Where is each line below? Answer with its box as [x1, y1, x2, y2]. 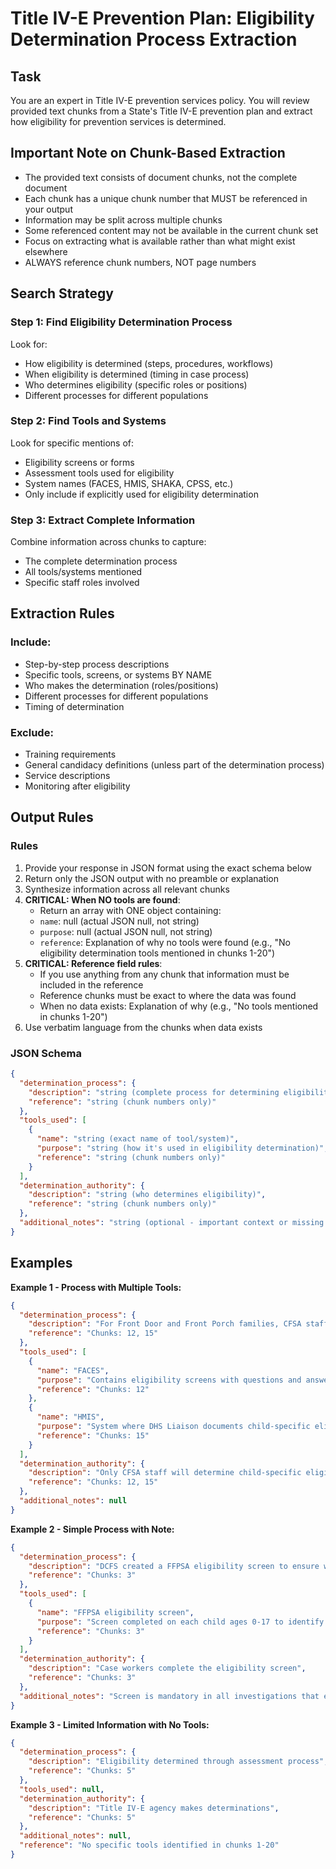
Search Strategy [10, 285, 114, 302]
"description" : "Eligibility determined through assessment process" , [28, 1757, 329, 1767]
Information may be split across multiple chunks [24, 213, 223, 226]
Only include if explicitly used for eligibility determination [24, 488, 259, 500]
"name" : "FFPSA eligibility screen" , [36, 1607, 195, 1617]
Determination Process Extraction [10, 28, 298, 51]
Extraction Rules [10, 605, 115, 622]
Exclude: [10, 725, 54, 739]
